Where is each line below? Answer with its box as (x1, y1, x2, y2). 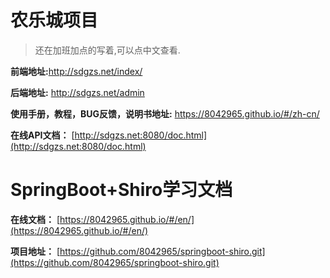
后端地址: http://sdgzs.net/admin (10, 86, 145, 98)
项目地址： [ (10, 245, 61, 257)
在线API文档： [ (10, 129, 75, 141)
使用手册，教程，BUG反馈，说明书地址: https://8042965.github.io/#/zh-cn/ (10, 107, 320, 120)
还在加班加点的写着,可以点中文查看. (34, 44, 181, 56)
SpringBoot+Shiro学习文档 (10, 179, 233, 201)
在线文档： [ (10, 213, 61, 225)
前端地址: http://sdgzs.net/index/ (10, 65, 143, 77)
